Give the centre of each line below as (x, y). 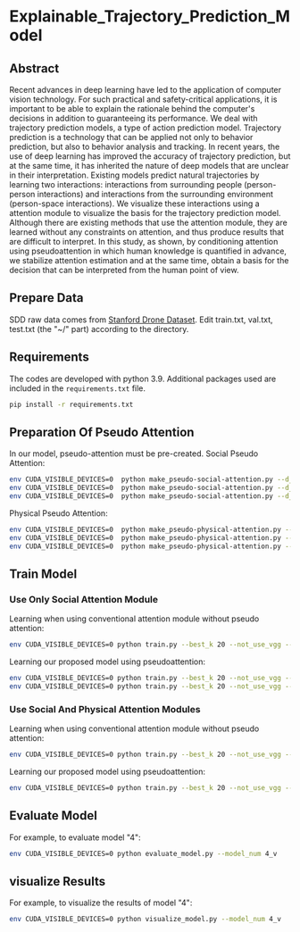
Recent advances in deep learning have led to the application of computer (146, 90)
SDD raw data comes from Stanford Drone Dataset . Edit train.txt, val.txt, (142, 320)
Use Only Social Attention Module (84, 599)
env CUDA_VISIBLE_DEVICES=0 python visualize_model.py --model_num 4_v (145, 920)
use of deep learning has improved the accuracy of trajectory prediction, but (150, 156)
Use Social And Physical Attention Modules (105, 709)
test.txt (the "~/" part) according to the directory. (99, 329)
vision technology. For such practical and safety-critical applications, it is (143, 99)
